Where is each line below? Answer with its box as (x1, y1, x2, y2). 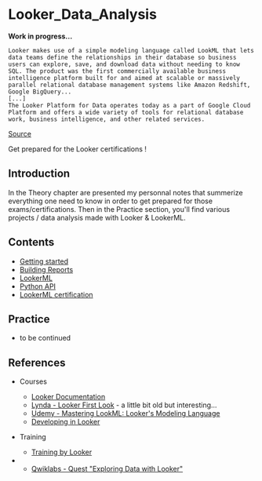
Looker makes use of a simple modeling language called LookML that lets (8, 46, 255, 54)
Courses (19, 377, 47, 386)
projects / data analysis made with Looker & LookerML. (8, 213, 186, 222)
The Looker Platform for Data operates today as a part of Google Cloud (8, 101, 251, 109)
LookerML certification (19, 290, 93, 299)
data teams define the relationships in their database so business (8, 53, 237, 61)
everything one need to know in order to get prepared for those (8, 196, 213, 206)
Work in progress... (8, 31, 73, 41)
